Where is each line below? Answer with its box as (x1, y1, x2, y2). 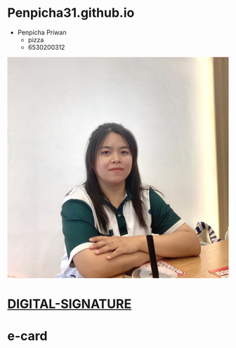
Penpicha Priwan (17, 28, 67, 36)
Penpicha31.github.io (7, 5, 135, 21)
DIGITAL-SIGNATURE (7, 296, 132, 312)
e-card (7, 328, 48, 344)
